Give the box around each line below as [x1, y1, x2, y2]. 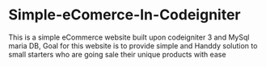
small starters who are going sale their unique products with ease [8, 49, 226, 59]
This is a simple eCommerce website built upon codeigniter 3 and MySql [8, 32, 250, 42]
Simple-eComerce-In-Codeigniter [8, 6, 241, 24]
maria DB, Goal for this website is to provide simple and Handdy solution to [8, 40, 258, 50]
